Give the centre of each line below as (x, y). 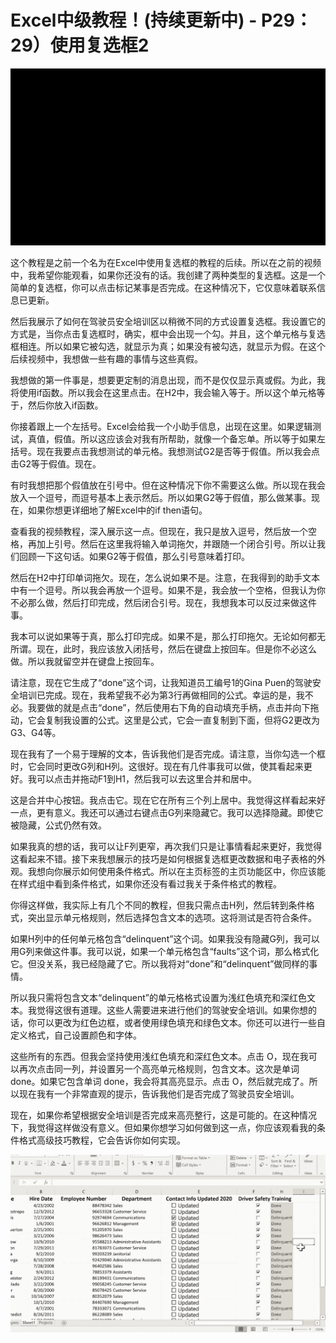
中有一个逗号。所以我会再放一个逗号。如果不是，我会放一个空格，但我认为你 (168, 590)
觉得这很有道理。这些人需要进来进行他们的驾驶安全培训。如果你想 (172, 1010)
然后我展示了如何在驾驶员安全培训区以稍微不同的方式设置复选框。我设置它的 (168, 322)
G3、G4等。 (36, 733)
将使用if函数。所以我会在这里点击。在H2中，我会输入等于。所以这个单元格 (163, 393)
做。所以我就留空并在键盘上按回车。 (85, 662)
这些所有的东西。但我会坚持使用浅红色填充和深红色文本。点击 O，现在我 (159, 1057)
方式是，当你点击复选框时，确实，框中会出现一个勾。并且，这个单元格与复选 (168, 334)
